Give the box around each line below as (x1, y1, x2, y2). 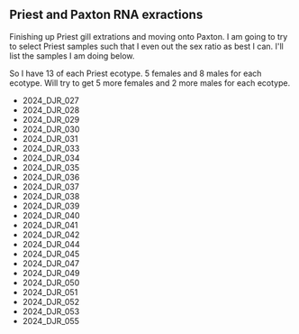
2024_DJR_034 (22, 153, 80, 163)
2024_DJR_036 (22, 172, 80, 182)
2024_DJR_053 (22, 306, 80, 317)
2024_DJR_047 (22, 257, 80, 269)
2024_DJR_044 (22, 238, 81, 249)
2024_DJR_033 (22, 143, 80, 153)
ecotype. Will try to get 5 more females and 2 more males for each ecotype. (9, 77, 291, 88)
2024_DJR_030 (22, 124, 80, 135)
